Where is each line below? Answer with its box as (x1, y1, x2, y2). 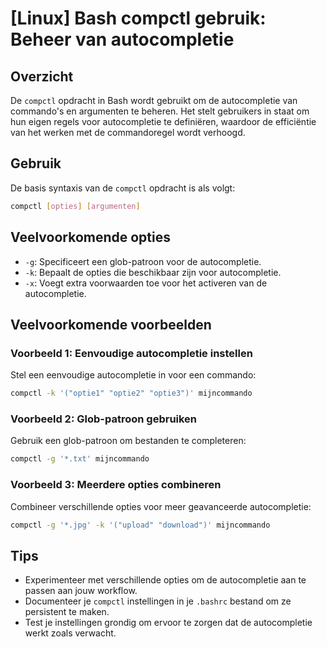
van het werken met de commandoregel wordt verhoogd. (10, 127, 246, 138)
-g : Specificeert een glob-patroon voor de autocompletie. (24, 255, 262, 267)
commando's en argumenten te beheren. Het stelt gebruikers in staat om (10, 105, 310, 117)
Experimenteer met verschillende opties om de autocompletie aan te (24, 574, 307, 586)
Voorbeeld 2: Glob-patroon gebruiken (10, 412, 198, 426)
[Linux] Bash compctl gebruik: (10, 7, 267, 30)
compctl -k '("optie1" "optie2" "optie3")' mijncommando (10, 388, 253, 399)
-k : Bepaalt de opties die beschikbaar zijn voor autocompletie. (24, 266, 282, 278)
